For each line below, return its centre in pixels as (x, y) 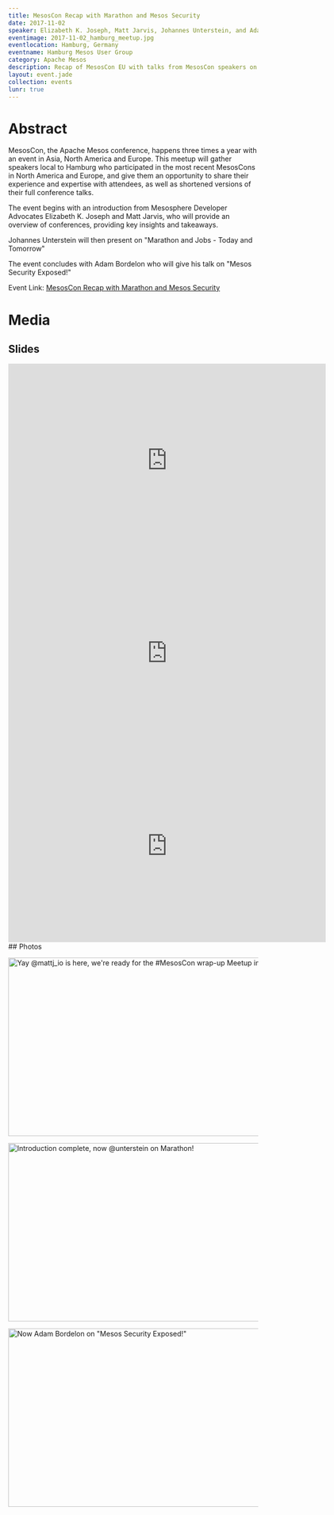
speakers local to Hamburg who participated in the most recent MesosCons (132, 167)
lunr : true (26, 89)
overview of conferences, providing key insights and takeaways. (113, 225)
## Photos (25, 947)
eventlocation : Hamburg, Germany (63, 45)
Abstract (38, 128)
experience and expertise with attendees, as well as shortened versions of (130, 184)
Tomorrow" (27, 249)
